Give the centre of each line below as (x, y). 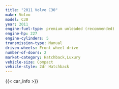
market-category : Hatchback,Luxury (43, 57)
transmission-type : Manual (34, 43)
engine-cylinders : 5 (27, 39)
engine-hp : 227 (21, 34)
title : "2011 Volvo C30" (32, 10)
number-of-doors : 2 (26, 52)
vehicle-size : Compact (29, 62)
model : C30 (17, 19)
